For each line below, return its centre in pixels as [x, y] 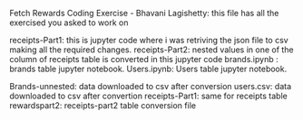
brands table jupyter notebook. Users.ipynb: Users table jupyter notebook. [148, 69]
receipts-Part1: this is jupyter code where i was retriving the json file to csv [149, 40]
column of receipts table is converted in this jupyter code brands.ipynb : [144, 59]
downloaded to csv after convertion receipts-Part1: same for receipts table [148, 96]
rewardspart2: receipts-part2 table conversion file [103, 106]
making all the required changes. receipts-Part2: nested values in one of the [151, 50]
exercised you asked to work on [69, 23]
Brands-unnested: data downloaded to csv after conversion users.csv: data [151, 86]
